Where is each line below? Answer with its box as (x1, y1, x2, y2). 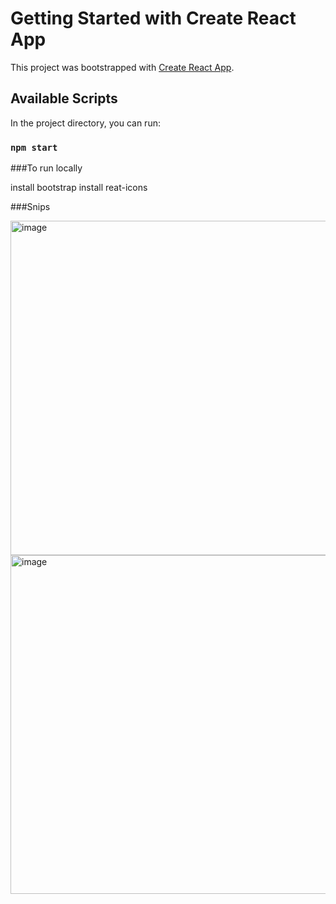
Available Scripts (10, 90, 118, 107)
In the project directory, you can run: (10, 117, 161, 129)
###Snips (10, 201, 51, 213)
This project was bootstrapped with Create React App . (10, 61, 235, 73)
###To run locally (10, 162, 83, 174)
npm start (10, 142, 58, 153)
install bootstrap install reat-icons (10, 182, 148, 194)
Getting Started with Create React (10, 7, 297, 30)
